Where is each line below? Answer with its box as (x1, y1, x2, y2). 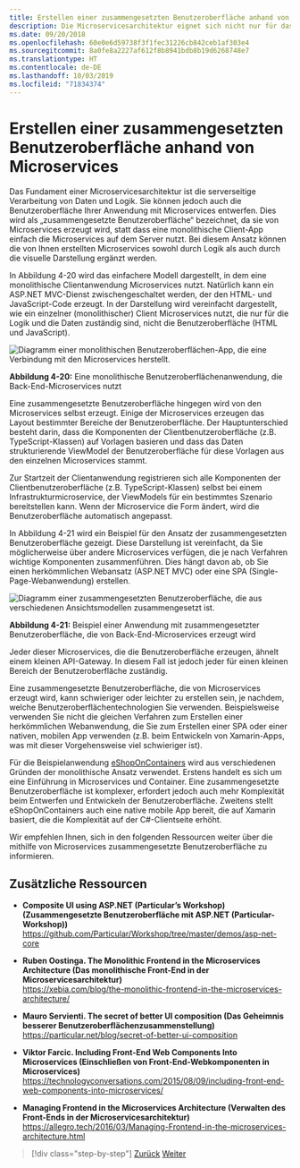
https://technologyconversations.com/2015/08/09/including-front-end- (21, 1076, 285, 1087)
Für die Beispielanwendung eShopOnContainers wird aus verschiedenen (9, 757, 277, 768)
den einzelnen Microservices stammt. (9, 455, 147, 465)
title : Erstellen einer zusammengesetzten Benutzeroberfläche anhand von (9, 13, 290, 22)
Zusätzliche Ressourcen (9, 876, 147, 891)
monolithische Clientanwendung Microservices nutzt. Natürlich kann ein (9, 279, 274, 290)
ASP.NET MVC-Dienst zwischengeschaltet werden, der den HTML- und (9, 288, 272, 300)
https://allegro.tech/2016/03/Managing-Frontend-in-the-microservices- (21, 1121, 287, 1132)
